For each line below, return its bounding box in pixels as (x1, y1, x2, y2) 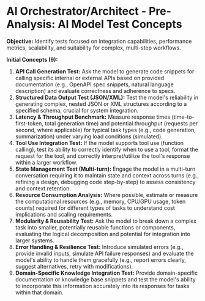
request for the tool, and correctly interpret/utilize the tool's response (15, 152, 190, 160)
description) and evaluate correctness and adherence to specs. (15, 87, 176, 94)
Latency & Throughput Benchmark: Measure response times (15, 113, 171, 121)
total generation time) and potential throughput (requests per (45, 119, 198, 127)
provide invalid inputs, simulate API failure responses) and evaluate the (15, 250, 194, 257)
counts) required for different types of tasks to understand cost (15, 204, 176, 212)
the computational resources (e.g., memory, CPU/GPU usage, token (15, 198, 186, 205)
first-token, (15, 119, 44, 127)
